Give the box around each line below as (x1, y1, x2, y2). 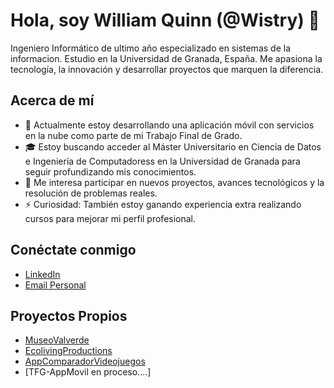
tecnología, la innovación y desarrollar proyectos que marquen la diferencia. (10, 63, 324, 75)
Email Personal (24, 279, 87, 291)
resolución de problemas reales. (24, 187, 158, 199)
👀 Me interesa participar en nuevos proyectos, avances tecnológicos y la (24, 176, 325, 188)
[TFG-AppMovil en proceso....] (24, 366, 152, 378)
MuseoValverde (24, 334, 90, 346)
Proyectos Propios (10, 307, 128, 324)
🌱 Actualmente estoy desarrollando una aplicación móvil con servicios (24, 119, 315, 131)
